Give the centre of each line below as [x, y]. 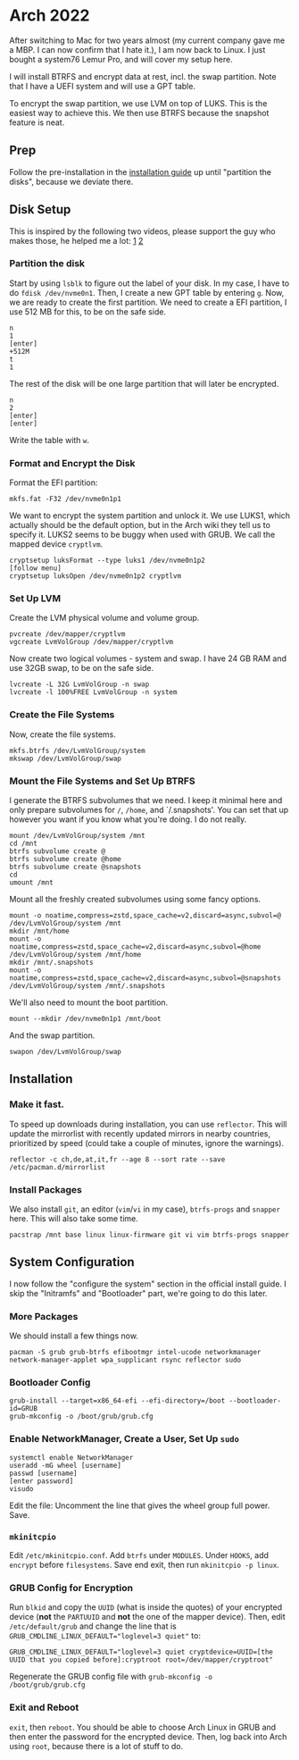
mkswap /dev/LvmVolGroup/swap [66, 758]
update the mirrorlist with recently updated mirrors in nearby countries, [140, 1133]
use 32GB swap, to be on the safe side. [82, 668]
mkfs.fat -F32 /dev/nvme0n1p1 [66, 499]
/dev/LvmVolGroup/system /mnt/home [75, 955]
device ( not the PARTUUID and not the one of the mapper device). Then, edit [147, 1617]
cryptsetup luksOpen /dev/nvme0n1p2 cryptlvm [95, 576]
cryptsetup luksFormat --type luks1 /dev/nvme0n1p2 [107, 561]
